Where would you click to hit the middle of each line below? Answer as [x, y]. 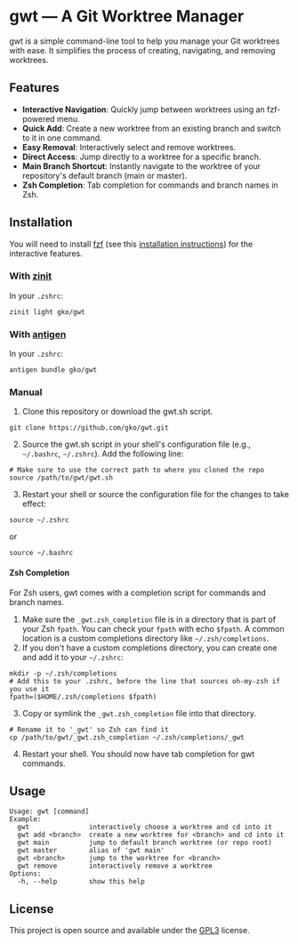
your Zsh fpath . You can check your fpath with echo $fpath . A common [153, 628]
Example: [25, 819]
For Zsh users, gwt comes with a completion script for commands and [137, 593]
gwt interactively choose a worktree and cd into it [145, 827]
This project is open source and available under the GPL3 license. [130, 931]
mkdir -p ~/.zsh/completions [63, 674]
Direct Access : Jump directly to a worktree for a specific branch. [141, 157]
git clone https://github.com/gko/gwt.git [89, 428]
